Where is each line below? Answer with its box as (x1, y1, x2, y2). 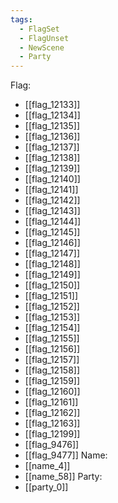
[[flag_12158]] (24, 364, 81, 376)
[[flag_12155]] (24, 332, 80, 345)
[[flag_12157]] (24, 354, 80, 366)
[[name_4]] (24, 460, 71, 472)
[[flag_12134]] (24, 109, 81, 121)
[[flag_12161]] (24, 396, 79, 408)
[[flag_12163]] (24, 417, 81, 430)
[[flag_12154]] (24, 322, 81, 334)
